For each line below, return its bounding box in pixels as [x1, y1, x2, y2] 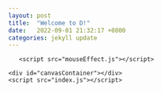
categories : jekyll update [8, 33, 98, 42]
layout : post [8, 11, 52, 20]
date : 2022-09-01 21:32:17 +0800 [8, 26, 126, 34]
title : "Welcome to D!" [8, 19, 91, 27]
